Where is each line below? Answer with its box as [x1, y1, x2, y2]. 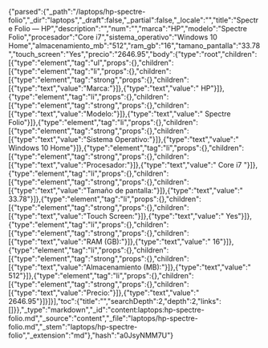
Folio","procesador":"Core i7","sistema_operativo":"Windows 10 [8, 32, 218, 42]
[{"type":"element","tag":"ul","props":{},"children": [8, 58, 174, 67]
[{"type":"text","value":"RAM [8, 237, 103, 246]
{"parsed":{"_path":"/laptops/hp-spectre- [8, 7, 146, 16]
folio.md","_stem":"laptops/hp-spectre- [8, 322, 138, 331]
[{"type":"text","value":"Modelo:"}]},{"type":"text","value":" [8, 109, 203, 119]
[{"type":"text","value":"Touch [8, 212, 108, 221]
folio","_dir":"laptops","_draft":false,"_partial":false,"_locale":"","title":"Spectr [8, 15, 259, 25]
